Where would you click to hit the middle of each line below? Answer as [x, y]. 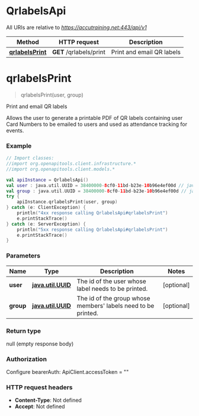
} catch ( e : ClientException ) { [46, 208]
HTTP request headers [39, 388]
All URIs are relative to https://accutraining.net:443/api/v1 [76, 27]
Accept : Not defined [40, 407]
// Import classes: [30, 158]
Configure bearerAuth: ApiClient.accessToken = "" [68, 372]
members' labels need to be [115, 306]
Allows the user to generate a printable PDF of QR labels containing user [94, 118]
